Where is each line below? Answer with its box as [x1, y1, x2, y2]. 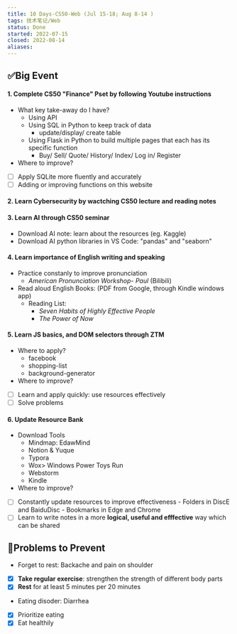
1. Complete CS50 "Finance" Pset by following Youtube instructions [7, 90, 211, 98]
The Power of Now [38, 314, 94, 322]
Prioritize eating [17, 611, 65, 619]
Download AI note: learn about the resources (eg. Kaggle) [17, 229, 187, 238]
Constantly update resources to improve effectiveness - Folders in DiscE [17, 497, 230, 506]
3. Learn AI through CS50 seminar [7, 213, 110, 221]
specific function [28, 143, 78, 152]
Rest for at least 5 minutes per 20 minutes [17, 583, 141, 591]
